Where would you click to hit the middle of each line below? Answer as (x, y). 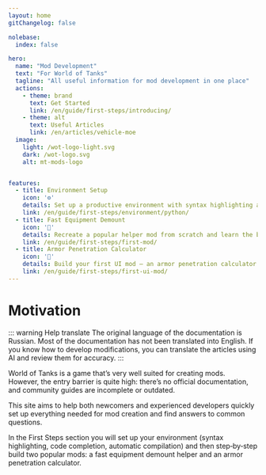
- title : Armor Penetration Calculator (81, 249)
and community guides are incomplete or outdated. (92, 389)
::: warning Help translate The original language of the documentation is (125, 332)
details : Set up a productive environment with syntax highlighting (138, 205)
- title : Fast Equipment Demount (70, 220)
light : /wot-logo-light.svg (68, 147)
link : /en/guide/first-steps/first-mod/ (90, 242)
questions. (25, 422)
